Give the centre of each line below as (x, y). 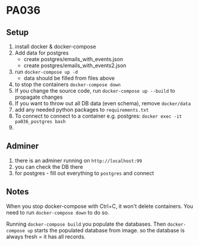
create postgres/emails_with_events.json (73, 59)
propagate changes (39, 97)
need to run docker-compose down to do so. (58, 212)
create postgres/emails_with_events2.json (75, 65)
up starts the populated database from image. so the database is (106, 230)
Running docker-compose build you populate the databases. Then (86, 224)
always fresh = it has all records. (46, 236)
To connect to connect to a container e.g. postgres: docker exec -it (98, 116)
